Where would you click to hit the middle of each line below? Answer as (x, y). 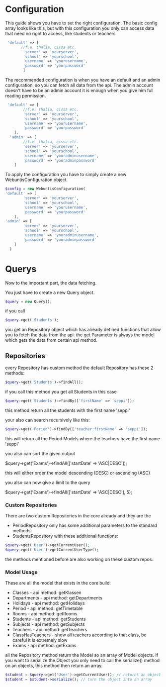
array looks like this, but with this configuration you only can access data (80, 28)
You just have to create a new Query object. (50, 293)
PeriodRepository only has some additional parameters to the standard (85, 525)
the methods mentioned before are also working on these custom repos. (79, 559)
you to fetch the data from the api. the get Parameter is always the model (80, 335)
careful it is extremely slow (40, 640)
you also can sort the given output (40, 453)
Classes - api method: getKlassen (47, 592)
